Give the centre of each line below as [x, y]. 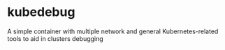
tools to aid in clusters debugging [55, 38]
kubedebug [41, 12]
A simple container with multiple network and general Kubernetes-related [113, 31]
